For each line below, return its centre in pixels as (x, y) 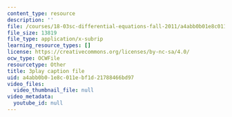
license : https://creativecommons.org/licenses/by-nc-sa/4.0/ (98, 52)
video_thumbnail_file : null (54, 90)
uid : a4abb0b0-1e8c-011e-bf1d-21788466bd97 (71, 77)
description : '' (30, 20)
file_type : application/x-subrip (55, 39)
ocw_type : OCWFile (33, 58)
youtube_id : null (38, 103)
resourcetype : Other (37, 65)
